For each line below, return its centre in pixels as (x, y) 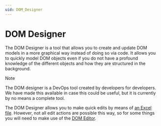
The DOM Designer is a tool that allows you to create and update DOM (76, 48)
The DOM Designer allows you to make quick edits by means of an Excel (78, 108)
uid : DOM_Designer (24, 10)
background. (18, 68)
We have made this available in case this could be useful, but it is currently (80, 93)
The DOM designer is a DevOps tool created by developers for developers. (80, 88)
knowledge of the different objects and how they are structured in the (75, 63)
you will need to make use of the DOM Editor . (51, 118)
